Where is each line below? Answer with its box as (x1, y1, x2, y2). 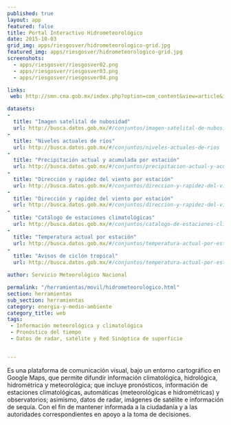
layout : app (7, 17, 41, 23)
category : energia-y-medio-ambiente (7, 303, 112, 310)
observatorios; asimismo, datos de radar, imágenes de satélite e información (7, 395, 224, 404)
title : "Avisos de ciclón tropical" (13, 253, 118, 260)
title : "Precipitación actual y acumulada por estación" (13, 156, 180, 164)
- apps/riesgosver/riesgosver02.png (13, 61, 118, 68)
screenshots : (7, 55, 45, 62)
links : (7, 87, 26, 94)
